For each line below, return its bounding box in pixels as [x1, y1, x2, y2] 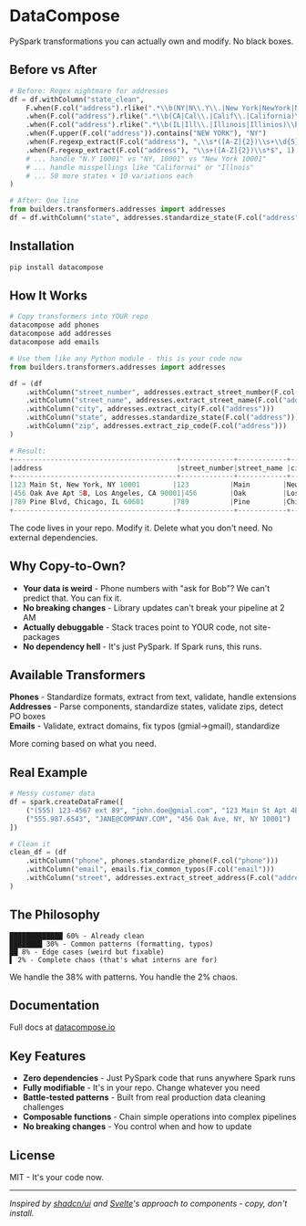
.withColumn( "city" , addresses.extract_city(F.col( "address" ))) [25, 404, 275, 414]
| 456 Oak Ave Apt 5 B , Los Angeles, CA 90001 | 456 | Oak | [9, 489, 287, 498]
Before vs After [9, 62, 97, 78]
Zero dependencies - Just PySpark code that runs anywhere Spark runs [22, 1073, 296, 1084]
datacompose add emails [9, 338, 100, 347]
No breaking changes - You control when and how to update [22, 1121, 252, 1132]
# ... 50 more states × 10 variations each [25, 171, 194, 181]
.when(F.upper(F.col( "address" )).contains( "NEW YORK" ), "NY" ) [25, 129, 267, 138]
